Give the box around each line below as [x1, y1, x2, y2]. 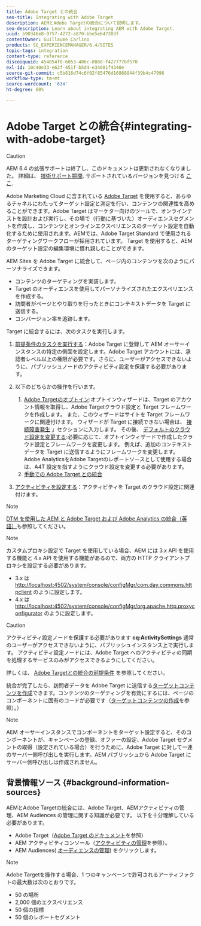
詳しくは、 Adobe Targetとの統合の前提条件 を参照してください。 [6, 669, 169, 676]
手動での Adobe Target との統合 [23, 470, 103, 477]
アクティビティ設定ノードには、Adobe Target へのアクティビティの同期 [17, 648, 193, 656]
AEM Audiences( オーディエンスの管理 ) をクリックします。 [14, 846, 160, 854]
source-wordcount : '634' [6, 81, 68, 87]
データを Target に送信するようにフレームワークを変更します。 [23, 448, 178, 455]
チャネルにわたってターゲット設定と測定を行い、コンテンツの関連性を [11, 200, 184, 207]
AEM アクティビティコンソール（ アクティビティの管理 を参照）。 [14, 839, 170, 846]
